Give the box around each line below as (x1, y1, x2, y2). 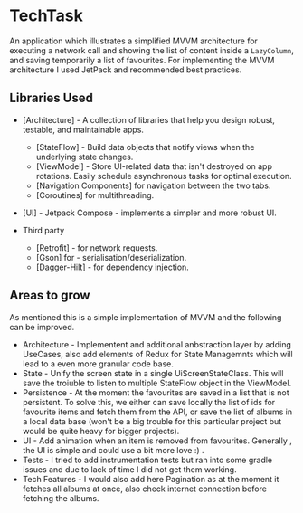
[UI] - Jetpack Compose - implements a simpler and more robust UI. (22, 207, 278, 218)
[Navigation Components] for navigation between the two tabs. (35, 180, 271, 191)
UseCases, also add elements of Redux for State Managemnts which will (22, 348, 293, 359)
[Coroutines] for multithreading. (35, 189, 155, 200)
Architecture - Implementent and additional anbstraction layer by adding (22, 338, 291, 349)
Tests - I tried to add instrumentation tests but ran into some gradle (22, 454, 273, 465)
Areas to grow (9, 288, 90, 303)
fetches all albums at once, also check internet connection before (22, 483, 267, 494)
